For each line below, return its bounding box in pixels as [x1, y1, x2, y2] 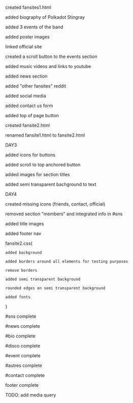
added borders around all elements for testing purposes [5, 259, 128, 264]
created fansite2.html [5, 122, 50, 128]
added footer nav [5, 230, 42, 237]
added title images [5, 221, 44, 226]
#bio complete [5, 333, 36, 339]
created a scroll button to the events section [5, 53, 97, 59]
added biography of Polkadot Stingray [5, 14, 85, 20]
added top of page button [5, 113, 59, 118]
